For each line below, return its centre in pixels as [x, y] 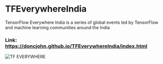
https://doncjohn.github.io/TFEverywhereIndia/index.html [76, 46]
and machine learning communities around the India [58, 27]
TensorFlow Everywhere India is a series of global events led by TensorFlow [82, 22]
